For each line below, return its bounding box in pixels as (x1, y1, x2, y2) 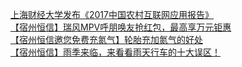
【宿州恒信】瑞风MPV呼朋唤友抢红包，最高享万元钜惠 (10, 21, 232, 33)
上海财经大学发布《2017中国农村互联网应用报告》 (10, 9, 214, 20)
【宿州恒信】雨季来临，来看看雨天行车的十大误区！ (10, 46, 221, 58)
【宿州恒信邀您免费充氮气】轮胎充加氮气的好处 (10, 34, 203, 45)
